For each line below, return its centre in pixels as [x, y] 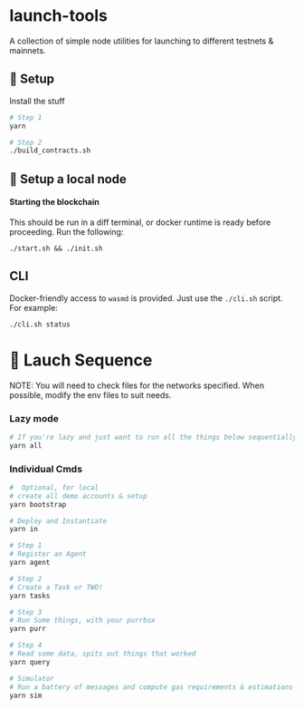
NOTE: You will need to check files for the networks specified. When [137, 385]
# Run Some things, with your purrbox [82, 621]
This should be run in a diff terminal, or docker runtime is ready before [140, 222]
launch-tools [59, 16]
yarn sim [26, 695]
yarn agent [30, 563]
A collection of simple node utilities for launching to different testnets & [142, 41]
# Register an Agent [48, 554]
